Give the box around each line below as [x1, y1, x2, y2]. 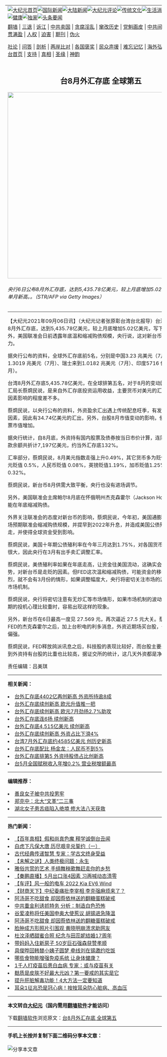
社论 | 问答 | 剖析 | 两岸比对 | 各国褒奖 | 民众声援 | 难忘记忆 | [7, 43, 147, 50]
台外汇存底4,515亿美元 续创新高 [14, 723, 90, 730]
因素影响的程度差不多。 [7, 395, 63, 402]
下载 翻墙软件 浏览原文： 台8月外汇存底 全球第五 [7, 1015, 117, 1022]
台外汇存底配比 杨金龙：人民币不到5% [14, 745, 104, 752]
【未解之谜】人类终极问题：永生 [14, 858, 89, 865]
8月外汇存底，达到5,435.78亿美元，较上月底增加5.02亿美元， [7, 325, 154, 332]
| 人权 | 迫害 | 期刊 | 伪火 [24, 31, 80, 38]
